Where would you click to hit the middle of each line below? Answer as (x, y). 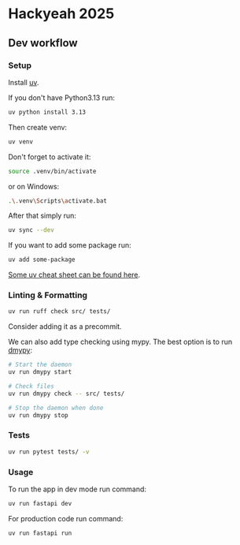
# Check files (31, 386)
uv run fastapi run (40, 533)
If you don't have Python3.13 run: (62, 97)
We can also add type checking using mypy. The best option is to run (120, 342)
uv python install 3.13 (47, 112)
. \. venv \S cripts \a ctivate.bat (58, 201)
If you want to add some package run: (70, 245)
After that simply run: (42, 216)
